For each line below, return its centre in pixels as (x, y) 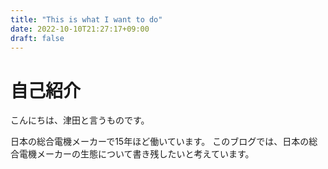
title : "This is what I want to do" (86, 19)
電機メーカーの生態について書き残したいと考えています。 (136, 154)
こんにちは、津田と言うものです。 (80, 120)
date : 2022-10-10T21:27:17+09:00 (80, 29)
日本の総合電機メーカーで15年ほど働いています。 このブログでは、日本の (160, 142)
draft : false (37, 38)
